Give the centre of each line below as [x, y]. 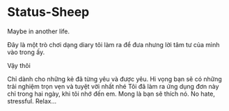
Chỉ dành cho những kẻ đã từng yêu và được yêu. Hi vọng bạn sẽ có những [115, 79]
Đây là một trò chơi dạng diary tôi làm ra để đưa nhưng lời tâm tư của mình [114, 44]
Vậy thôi [19, 65]
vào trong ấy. [26, 52]
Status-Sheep [48, 12]
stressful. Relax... [32, 101]
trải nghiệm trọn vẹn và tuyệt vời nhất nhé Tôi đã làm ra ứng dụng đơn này [113, 86]
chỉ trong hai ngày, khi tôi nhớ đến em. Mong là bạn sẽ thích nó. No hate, [111, 94]
